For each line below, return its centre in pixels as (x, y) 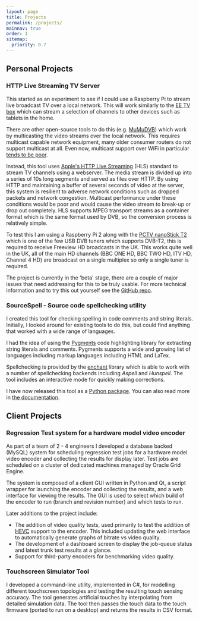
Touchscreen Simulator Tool (48, 571)
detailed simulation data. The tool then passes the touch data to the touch (97, 604)
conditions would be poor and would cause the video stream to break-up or (99, 204)
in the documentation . (33, 397)
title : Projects (26, 17)
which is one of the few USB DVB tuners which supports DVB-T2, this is (94, 241)
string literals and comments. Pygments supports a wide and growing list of (99, 349)
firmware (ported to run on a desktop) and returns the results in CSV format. (99, 609)
